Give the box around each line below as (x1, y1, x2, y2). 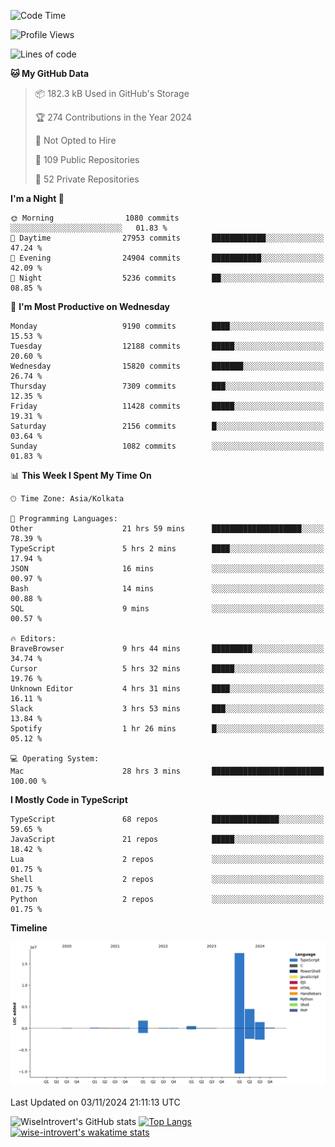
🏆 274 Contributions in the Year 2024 (34, 111, 193, 123)
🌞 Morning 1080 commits (10, 213, 180, 223)
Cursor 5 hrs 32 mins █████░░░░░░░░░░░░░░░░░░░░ (10, 664, 325, 674)
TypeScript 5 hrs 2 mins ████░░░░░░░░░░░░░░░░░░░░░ (10, 544, 325, 554)
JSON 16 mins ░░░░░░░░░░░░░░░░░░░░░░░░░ (10, 564, 325, 574)
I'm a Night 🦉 (10, 193, 65, 204)
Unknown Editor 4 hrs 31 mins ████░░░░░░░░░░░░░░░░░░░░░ (10, 684, 325, 694)
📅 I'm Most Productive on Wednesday (10, 301, 170, 312)
